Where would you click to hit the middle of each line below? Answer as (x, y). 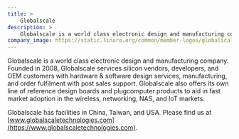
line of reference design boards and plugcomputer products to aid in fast (114, 91)
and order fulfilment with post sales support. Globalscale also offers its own (118, 83)
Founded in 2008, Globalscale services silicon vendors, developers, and (113, 68)
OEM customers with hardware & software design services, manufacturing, (117, 76)
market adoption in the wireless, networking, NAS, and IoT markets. (106, 99)
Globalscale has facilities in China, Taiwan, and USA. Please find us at (110, 113)
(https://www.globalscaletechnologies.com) (71, 128)
